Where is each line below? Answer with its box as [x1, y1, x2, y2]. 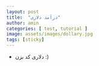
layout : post [6, 8, 39, 15]
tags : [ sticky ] [6, 37, 45, 43]
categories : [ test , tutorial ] [6, 25, 88, 32]
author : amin [6, 20, 39, 26]
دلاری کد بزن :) [14, 53, 49, 60]
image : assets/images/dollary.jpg [6, 31, 94, 37]
